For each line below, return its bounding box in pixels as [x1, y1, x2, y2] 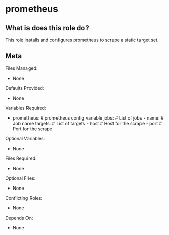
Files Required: [5, 155, 37, 161]
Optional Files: [5, 175, 36, 181]
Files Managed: [5, 65, 38, 72]
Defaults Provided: [5, 85, 44, 91]
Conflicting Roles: [5, 195, 42, 201]
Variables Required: [5, 105, 46, 111]
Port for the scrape [12, 126, 52, 132]
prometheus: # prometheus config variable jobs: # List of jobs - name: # [12, 114, 164, 121]
